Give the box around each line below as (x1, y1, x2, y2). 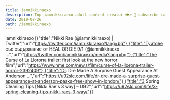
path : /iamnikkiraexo (5, 21, 51, 27)
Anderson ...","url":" (5, 73, 46, 79)
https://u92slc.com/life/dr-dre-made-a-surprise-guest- (45, 73, 161, 79)
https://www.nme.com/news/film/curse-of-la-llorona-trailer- (28, 62, 154, 68)
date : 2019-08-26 (5, 17, 42, 22)
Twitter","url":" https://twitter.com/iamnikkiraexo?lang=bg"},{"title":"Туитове (5, 41, 163, 47)
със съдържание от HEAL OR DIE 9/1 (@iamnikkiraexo (5, 46, 120, 52)
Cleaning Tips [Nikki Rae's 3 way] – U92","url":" (5, 84, 105, 90)
